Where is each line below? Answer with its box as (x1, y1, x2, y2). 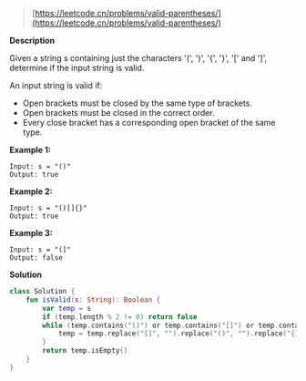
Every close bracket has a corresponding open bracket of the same (22, 118, 276, 128)
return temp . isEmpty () (42, 346, 128, 355)
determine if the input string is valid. (9, 63, 145, 73)
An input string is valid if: (9, 80, 103, 90)
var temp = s (42, 304, 92, 313)
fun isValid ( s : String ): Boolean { (25, 295, 161, 304)
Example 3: (9, 228, 53, 238)
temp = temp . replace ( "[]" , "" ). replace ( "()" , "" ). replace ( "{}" (57, 329, 303, 338)
